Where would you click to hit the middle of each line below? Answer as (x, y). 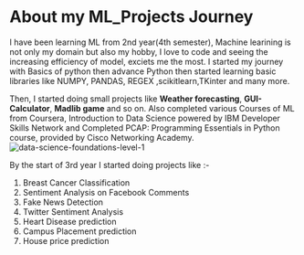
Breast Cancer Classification (76, 182)
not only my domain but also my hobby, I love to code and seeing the (139, 51)
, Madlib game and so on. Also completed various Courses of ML (172, 108)
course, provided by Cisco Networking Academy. (102, 137)
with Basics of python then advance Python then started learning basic (143, 71)
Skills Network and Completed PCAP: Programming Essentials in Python (145, 127)
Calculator (30, 108)
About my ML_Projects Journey (131, 17)
